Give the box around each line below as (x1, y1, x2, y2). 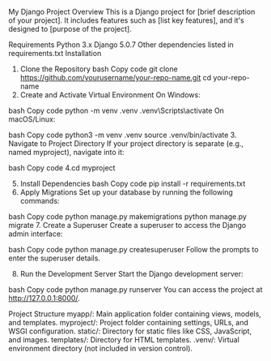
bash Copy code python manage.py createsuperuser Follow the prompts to (8, 245, 259, 254)
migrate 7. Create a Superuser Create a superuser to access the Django (8, 221, 247, 230)
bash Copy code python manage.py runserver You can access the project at (8, 285, 263, 294)
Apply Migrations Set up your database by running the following (19, 187, 233, 197)
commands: (19, 196, 60, 205)
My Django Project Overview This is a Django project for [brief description (8, 7, 256, 16)
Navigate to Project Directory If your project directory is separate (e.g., (8, 139, 244, 148)
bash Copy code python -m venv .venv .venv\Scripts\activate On (8, 105, 225, 115)
